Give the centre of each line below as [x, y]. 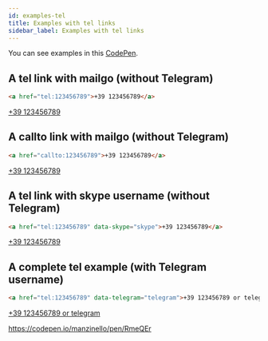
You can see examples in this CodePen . [73, 54]
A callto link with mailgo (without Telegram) [119, 137]
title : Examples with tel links [62, 23]
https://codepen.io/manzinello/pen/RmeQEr [80, 329]
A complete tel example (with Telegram [108, 267]
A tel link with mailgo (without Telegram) [111, 78]
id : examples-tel [37, 16]
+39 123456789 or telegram [55, 313]
